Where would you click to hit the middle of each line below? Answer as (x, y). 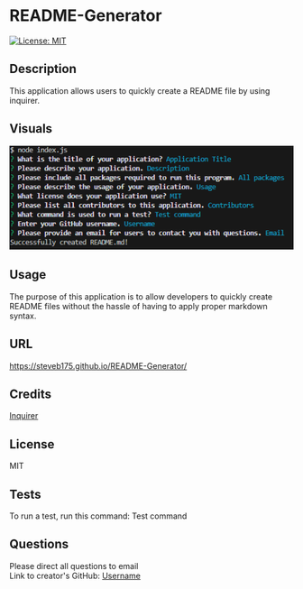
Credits (31, 394)
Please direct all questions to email (74, 566)
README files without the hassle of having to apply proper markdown (138, 306)
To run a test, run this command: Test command (98, 516)
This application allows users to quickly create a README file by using (140, 90)
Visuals (31, 129)
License (32, 444)
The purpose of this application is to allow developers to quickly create (141, 296)
